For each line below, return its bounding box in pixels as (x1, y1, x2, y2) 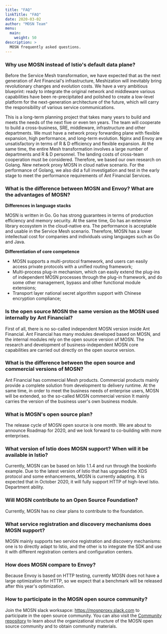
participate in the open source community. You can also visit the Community (5, 612, 162, 618)
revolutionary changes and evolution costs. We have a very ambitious (5, 83, 148, 89)
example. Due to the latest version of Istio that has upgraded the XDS (5, 468, 148, 474)
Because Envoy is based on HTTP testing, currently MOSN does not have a (5, 572, 160, 578)
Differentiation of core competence (5, 249, 80, 255)
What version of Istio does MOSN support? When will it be (5, 445, 149, 452)
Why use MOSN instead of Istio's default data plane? (5, 61, 136, 68)
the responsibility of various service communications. (5, 104, 116, 110)
